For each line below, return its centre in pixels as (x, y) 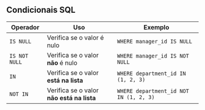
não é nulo (62, 62)
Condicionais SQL (41, 10)
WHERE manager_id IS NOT (153, 56)
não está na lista (71, 98)
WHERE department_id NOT (153, 91)
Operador (25, 27)
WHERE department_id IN (151, 73)
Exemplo (156, 27)
